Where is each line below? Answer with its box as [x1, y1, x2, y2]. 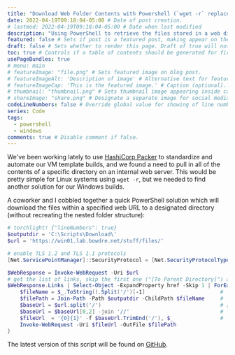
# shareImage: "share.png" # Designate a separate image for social [7, 95, 211, 102]
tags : [7, 114, 23, 121]
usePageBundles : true [7, 56, 71, 63]
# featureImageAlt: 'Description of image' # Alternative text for [7, 75, 208, 82]
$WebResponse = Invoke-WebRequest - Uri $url [7, 269, 139, 276]
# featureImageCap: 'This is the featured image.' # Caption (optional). [7, 82, 227, 89]
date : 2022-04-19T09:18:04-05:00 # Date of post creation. [7, 17, 183, 24]
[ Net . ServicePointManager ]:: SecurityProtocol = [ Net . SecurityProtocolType [7, 256, 230, 263]
